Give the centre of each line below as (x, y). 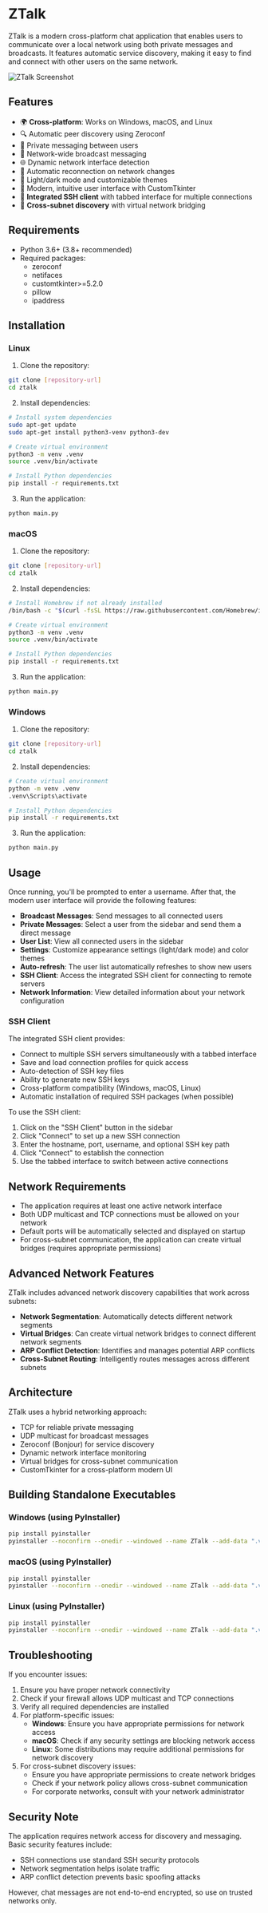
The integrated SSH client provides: (67, 1039)
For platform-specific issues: (67, 1715)
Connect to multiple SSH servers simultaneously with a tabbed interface (138, 1054)
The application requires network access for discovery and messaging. (125, 1836)
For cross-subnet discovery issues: (78, 1766)
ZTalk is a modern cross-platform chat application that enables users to (126, 36)
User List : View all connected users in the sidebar (102, 941)
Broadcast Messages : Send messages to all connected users (121, 916)
